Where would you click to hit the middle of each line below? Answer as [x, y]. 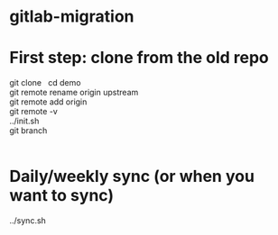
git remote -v [34, 112]
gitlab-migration [72, 17]
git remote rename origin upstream [74, 93]
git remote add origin [48, 102]
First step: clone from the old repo [139, 58]
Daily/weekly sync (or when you [132, 176]
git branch [28, 131]
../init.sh [24, 121]
